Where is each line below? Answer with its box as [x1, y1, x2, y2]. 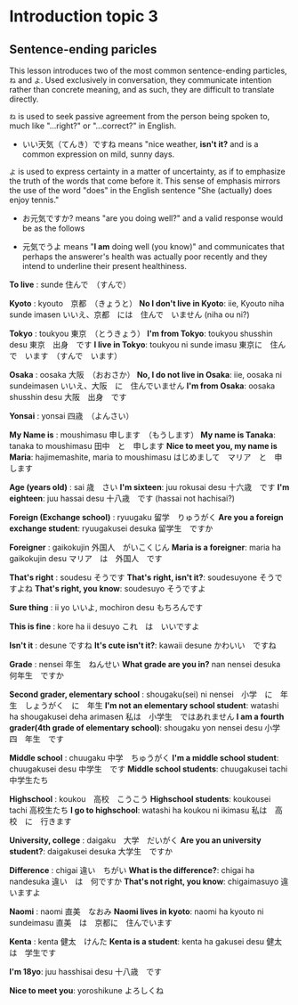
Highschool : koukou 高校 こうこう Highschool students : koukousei [9, 794, 271, 804]
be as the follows [21, 223, 85, 233]
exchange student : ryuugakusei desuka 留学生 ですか [9, 523, 213, 534]
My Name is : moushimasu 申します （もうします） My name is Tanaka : [9, 429, 276, 440]
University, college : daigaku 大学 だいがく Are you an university [9, 835, 262, 846]
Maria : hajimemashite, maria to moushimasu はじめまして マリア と [9, 452, 267, 462]
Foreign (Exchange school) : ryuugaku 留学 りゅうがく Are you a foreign [9, 512, 284, 522]
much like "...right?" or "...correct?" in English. [9, 120, 177, 131]
